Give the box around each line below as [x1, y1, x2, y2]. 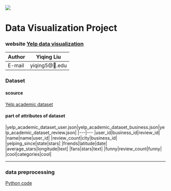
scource [5, 90, 23, 96]
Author [8, 53, 25, 60]
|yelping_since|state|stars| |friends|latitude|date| [5, 140, 108, 146]
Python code [5, 180, 32, 186]
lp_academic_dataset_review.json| [5, 130, 77, 136]
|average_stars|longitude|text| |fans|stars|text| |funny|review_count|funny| [5, 145, 162, 152]
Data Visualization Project [5, 22, 118, 34]
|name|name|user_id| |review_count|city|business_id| [5, 135, 118, 141]
